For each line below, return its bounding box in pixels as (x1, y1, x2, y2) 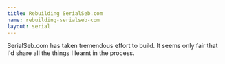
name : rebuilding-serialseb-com (7, 17, 100, 23)
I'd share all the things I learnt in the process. (7, 49, 135, 57)
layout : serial (7, 23, 51, 30)
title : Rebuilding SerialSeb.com (7, 10, 103, 17)
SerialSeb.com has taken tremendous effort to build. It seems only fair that (7, 42, 218, 50)
